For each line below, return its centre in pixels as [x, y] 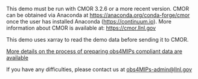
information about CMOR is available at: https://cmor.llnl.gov [81, 28]
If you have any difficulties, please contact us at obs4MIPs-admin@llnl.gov [99, 69]
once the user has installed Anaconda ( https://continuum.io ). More [89, 21]
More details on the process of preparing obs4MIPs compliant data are [94, 51]
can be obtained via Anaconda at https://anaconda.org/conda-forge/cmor [98, 15]
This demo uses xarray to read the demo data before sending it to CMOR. [97, 39]
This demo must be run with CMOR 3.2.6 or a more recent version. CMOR [97, 9]
